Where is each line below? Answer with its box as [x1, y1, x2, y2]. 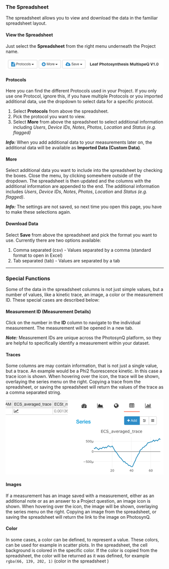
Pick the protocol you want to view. [13, 114, 86, 120]
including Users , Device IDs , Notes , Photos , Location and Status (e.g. [13, 124, 156, 130]
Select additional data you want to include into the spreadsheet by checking [6, 167, 162, 173]
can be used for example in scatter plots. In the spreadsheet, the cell [6, 542, 147, 548]
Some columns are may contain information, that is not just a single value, [6, 363, 158, 369]
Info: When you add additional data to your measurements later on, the [6, 139, 152, 145]
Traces [6, 351, 21, 357]
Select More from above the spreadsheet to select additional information [13, 119, 163, 125]
